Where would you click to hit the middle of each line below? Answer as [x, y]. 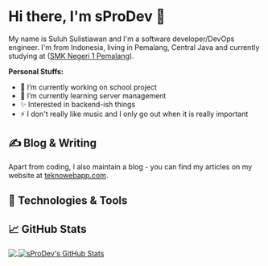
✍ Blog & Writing [52, 143]
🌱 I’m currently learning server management [93, 95]
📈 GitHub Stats [47, 229]
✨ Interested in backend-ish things [78, 104]
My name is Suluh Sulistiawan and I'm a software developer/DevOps [122, 39]
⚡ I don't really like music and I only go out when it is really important [134, 114]
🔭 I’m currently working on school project [88, 87]
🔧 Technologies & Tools [68, 201]
